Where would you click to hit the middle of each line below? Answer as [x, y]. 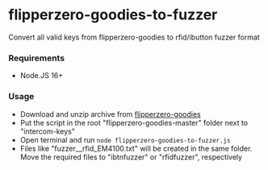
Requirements [37, 58]
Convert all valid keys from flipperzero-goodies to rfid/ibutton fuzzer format [134, 37]
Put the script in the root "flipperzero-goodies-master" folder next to [134, 122]
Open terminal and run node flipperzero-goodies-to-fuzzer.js [125, 139]
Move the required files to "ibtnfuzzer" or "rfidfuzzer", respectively [131, 157]
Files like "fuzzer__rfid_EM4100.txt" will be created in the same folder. [136, 148]
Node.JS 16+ [42, 76]
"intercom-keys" [47, 131]
